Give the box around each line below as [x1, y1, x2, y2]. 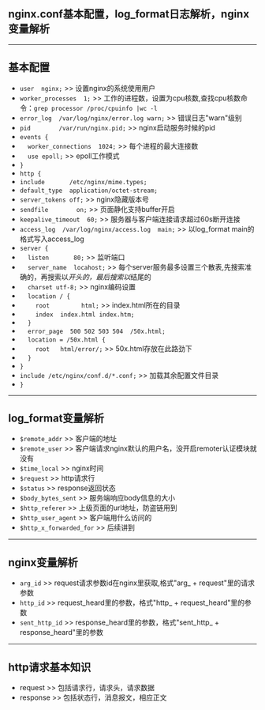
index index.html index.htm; [35, 311, 135, 319]
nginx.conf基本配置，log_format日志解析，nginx [8, 7, 250, 21]
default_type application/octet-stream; [19, 187, 158, 194]
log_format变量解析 [8, 412, 105, 425]
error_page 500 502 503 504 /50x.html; [27, 327, 166, 335]
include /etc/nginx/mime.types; [19, 178, 147, 186]
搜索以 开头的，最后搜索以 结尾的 [47, 272, 151, 281]
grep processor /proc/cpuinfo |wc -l [33, 104, 158, 112]
